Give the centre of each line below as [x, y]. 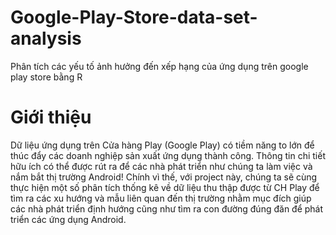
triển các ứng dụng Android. [68, 219]
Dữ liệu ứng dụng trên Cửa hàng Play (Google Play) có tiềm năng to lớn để [162, 145]
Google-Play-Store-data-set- [134, 17]
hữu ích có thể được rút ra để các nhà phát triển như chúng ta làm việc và [161, 166]
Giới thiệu [51, 117]
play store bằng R [46, 77]
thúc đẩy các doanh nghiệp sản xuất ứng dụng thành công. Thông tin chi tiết [168, 155]
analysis [46, 38]
